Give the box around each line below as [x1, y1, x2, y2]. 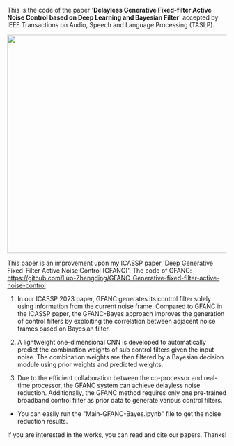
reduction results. [17, 417, 68, 425]
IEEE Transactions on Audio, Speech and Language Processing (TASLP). [7, 21, 214, 29]
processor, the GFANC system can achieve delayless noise [31, 381, 201, 389]
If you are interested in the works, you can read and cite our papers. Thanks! [7, 431, 227, 439]
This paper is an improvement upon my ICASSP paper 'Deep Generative [7, 259, 214, 267]
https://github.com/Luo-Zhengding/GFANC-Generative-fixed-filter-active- [7, 274, 220, 282]
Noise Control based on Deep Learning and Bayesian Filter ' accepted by [7, 13, 219, 22]
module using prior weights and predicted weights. [17, 360, 164, 368]
